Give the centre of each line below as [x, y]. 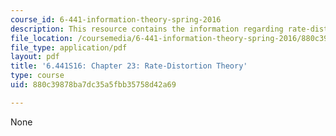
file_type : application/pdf [69, 47]
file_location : [42, 38]
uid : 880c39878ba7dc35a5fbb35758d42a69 [93, 85]
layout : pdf [35, 57]
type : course [37, 76]
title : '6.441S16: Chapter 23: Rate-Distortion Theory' [129, 66]
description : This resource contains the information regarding [147, 29]
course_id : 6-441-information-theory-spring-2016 [116, 19]
